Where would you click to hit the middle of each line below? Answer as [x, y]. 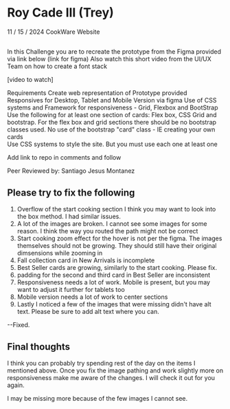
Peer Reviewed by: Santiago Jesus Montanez [71, 171]
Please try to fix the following [71, 192]
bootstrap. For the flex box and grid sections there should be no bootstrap [112, 123]
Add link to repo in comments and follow [64, 158]
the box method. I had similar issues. [69, 217]
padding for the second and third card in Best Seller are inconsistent [114, 275]
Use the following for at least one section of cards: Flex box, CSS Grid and [112, 115]
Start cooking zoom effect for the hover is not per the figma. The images [119, 238]
